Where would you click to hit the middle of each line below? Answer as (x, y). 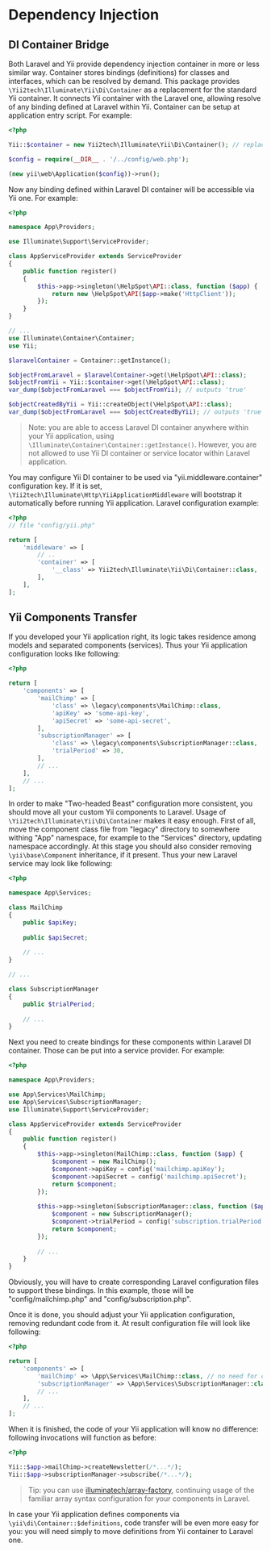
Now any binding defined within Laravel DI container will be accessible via (131, 189)
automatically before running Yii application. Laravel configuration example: (134, 502)
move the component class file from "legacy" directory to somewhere (124, 829)
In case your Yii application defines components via (94, 1514)
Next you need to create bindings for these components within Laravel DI (130, 1042)
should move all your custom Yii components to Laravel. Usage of (117, 812)
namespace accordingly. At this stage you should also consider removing (130, 846)
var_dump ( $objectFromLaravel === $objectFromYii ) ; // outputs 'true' (128, 390)
